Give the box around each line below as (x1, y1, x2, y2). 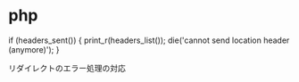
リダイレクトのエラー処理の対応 (8, 62, 126, 73)
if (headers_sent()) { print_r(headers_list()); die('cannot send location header (8, 35, 290, 45)
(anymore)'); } (8, 44, 60, 54)
